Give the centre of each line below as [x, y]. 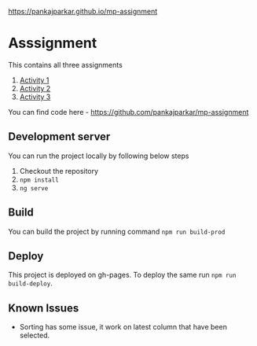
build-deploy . [30, 283]
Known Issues [44, 308]
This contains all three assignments [66, 64]
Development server [59, 137]
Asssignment [53, 43]
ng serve [34, 188]
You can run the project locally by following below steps [99, 156]
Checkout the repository [59, 171]
